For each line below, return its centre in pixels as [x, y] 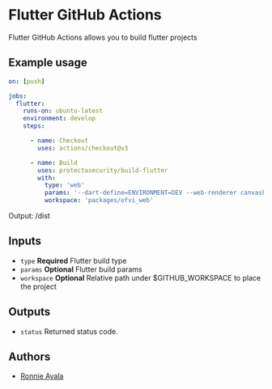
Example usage [48, 63]
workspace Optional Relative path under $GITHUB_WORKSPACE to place [140, 277]
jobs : [17, 96]
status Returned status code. [69, 331]
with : [47, 178]
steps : [34, 126]
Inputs [25, 241]
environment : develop [59, 119]
